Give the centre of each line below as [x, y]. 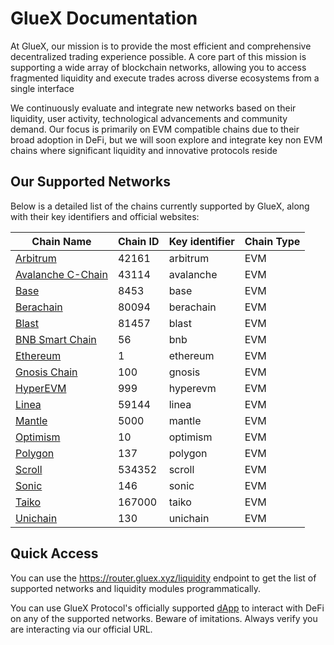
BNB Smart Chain [56, 339]
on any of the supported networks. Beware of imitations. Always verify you [164, 618]
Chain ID [138, 241]
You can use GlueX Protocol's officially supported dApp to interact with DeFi [167, 608]
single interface [42, 88]
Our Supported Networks [91, 182]
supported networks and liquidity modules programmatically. [136, 588]
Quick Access [54, 553]
